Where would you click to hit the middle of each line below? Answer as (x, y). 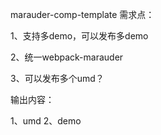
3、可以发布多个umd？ (57, 78)
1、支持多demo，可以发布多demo (79, 36)
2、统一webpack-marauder (67, 57)
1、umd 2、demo (46, 121)
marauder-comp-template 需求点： (82, 14)
